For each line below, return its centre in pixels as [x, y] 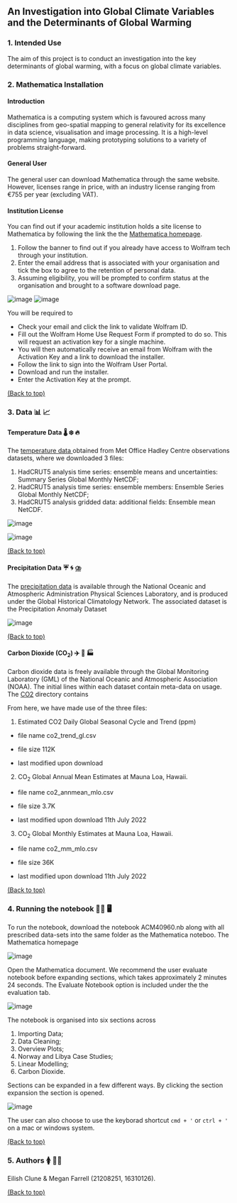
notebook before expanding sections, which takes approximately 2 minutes [117, 977]
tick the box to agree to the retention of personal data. [97, 271]
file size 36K [36, 863]
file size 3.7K [36, 806]
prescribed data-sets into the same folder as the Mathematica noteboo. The [118, 935]
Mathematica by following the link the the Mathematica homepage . [105, 234]
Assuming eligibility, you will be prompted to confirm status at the [113, 278]
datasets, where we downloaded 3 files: [66, 458]
